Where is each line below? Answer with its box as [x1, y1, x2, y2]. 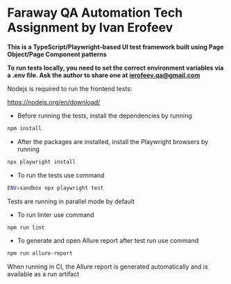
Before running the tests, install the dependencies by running [17, 111, 192, 120]
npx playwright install [7, 158, 76, 165]
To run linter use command [17, 210, 95, 219]
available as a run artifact [7, 270, 80, 278]
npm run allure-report [7, 250, 73, 257]
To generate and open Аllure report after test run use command [17, 237, 199, 245]
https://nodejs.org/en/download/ [7, 97, 101, 106]
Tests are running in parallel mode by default [7, 197, 135, 205]
